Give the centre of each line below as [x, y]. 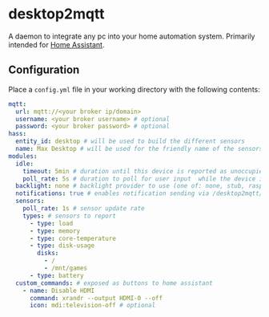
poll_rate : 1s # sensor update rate [84, 209]
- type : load [51, 223]
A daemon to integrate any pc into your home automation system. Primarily [132, 36]
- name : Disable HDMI [58, 291]
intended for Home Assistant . [56, 44]
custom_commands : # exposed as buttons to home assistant [114, 283]
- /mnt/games [66, 268]
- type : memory [55, 231]
